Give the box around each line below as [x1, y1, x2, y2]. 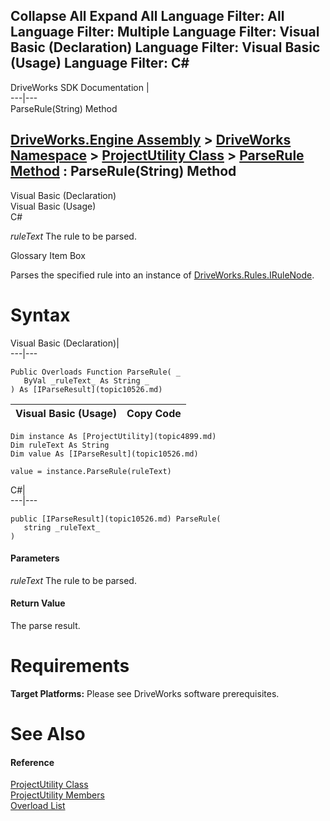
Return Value [10, 597, 66, 609]
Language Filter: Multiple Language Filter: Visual [10, 24, 320, 41]
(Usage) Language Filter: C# [10, 55, 190, 72]
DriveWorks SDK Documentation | [10, 81, 150, 93]
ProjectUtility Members [10, 789, 105, 801]
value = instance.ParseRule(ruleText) [10, 466, 172, 476]
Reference [10, 756, 55, 768]
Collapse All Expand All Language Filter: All [10, 8, 285, 25]
